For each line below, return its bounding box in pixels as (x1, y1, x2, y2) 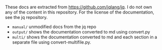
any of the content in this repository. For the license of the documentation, (5, 9, 155, 15)
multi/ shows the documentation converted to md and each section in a (12, 34, 158, 40)
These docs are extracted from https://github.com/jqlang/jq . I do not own (5, 4, 152, 10)
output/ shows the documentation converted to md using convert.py (12, 29, 150, 34)
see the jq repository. (5, 15, 48, 20)
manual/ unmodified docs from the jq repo (12, 24, 97, 30)
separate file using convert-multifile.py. (12, 39, 91, 45)
